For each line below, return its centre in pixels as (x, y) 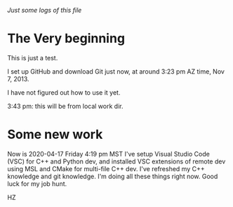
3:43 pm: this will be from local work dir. (65, 106)
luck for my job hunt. (37, 183)
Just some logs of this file (45, 10)
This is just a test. (33, 58)
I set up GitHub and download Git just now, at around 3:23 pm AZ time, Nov (116, 71)
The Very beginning (66, 39)
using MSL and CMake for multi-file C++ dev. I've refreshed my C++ (106, 168)
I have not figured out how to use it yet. (64, 92)
